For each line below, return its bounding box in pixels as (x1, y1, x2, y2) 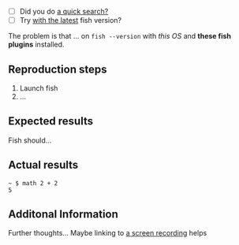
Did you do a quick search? (19, 7, 109, 16)
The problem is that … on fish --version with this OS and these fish (8, 32, 231, 41)
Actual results (8, 158, 79, 172)
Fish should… (8, 135, 52, 145)
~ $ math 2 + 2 (8, 179, 58, 187)
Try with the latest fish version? (19, 16, 122, 25)
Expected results (8, 114, 93, 128)
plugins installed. (8, 39, 65, 50)
